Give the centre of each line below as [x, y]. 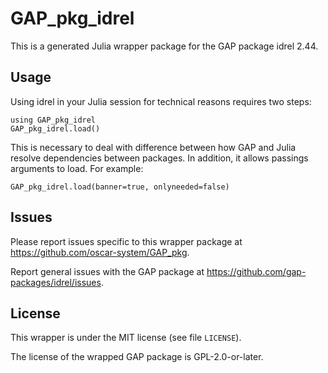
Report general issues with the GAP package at [107, 271]
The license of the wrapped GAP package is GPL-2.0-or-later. [137, 357]
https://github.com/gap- [256, 271]
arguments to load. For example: [77, 168]
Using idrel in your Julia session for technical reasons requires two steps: [161, 101]
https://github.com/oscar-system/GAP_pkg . [100, 252]
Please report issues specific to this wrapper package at [126, 241]
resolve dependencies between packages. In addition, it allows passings [159, 158]
